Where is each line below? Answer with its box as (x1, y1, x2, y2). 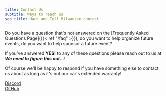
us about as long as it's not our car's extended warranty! (5, 71, 122, 77)
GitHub (5, 86, 20, 92)
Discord (5, 80, 21, 86)
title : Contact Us (5, 7, 43, 12)
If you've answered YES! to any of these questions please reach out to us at (5, 50, 162, 56)
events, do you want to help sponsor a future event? (5, 41, 112, 47)
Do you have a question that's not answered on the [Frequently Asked (5, 30, 149, 36)
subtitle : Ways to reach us (5, 12, 64, 17)
